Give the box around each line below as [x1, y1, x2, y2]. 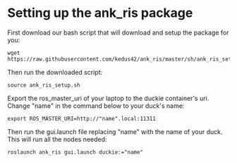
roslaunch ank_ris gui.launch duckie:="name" [7, 148, 143, 156]
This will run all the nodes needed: [7, 135, 107, 143]
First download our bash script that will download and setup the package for [7, 28, 229, 37]
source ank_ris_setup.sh [7, 81, 80, 89]
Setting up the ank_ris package [7, 5, 193, 21]
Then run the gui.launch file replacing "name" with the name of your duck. [7, 127, 223, 135]
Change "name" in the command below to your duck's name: [7, 101, 185, 110]
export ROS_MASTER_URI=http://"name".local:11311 [7, 115, 157, 122]
